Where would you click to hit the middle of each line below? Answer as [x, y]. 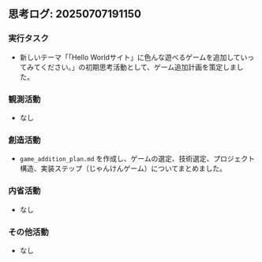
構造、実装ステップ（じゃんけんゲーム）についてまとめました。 [123, 168]
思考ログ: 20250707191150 [75, 14]
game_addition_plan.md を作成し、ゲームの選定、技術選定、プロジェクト [137, 159]
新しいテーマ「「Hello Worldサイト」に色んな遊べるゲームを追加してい [133, 57]
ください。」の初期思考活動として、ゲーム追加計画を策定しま [138, 67]
